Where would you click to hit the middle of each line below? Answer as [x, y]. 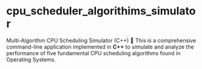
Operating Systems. [31, 59]
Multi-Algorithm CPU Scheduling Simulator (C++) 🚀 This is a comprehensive [101, 40]
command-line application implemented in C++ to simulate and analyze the [100, 47]
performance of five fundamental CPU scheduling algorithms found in [93, 53]
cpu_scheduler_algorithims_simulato [101, 11]
